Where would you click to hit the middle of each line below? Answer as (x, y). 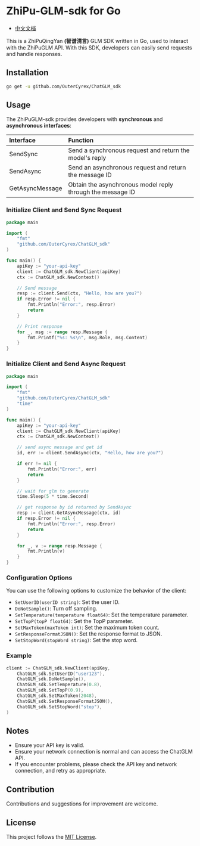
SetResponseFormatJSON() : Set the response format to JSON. (88, 634)
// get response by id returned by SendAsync (74, 507)
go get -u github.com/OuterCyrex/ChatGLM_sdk (63, 86)
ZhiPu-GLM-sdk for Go (63, 11)
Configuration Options (39, 578)
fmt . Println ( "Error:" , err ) (62, 469)
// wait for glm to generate (53, 491)
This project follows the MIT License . (51, 836)
